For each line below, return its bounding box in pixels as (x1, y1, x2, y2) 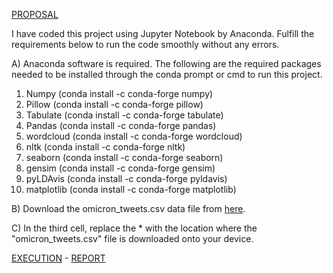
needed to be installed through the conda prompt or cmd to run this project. (11, 69, 323, 80)
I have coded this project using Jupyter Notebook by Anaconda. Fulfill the (11, 28, 315, 39)
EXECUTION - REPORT (11, 252, 106, 264)
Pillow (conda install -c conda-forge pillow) (25, 99, 204, 110)
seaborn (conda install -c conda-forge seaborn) (25, 152, 224, 163)
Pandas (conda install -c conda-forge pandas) (25, 120, 217, 131)
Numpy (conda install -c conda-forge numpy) (25, 88, 214, 99)
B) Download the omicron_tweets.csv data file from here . (11, 203, 246, 214)
